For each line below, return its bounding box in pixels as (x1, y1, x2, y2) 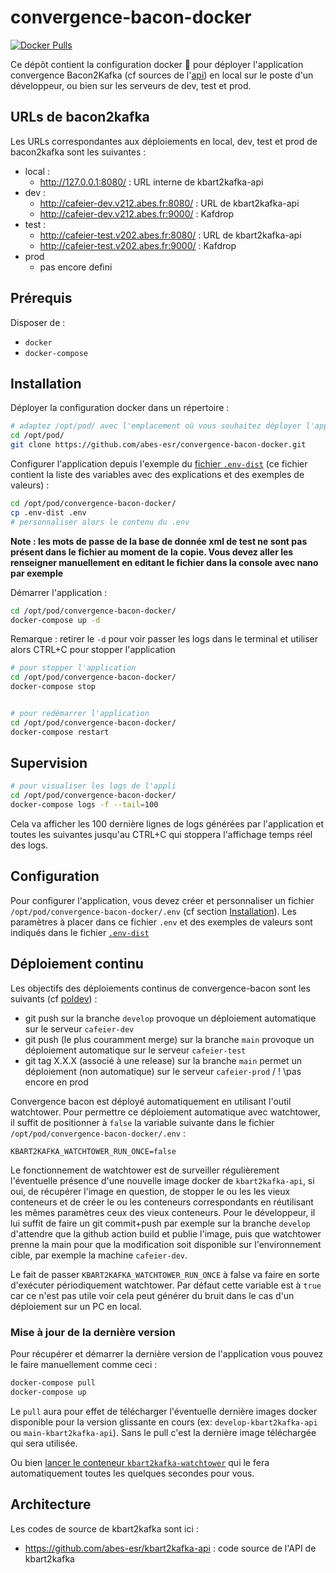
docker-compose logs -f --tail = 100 (10, 800, 159, 810)
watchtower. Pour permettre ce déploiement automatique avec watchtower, (10, 1106, 321, 1118)
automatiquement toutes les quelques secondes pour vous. (10, 1467, 255, 1479)
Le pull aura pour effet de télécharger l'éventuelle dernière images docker (10, 1405, 318, 1417)
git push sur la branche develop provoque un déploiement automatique (24, 1012, 317, 1024)
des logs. (10, 839, 48, 851)
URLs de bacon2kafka (10, 109, 150, 126)
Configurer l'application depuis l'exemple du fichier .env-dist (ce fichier (10, 458, 308, 470)
